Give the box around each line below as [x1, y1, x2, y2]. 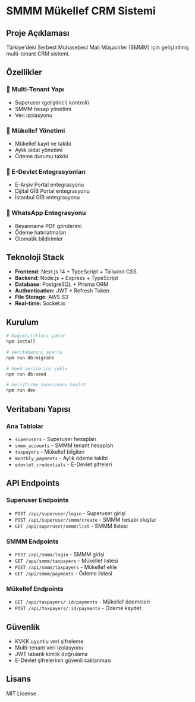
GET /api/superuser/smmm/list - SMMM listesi [14, 522, 128, 529]
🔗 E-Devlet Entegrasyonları [6, 167, 86, 176]
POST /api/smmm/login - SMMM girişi [14, 550, 105, 558]
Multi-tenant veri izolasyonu [14, 643, 84, 651]
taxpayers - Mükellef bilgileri [14, 448, 85, 455]
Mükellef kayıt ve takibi [14, 140, 71, 147]
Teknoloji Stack [6, 252, 65, 262]
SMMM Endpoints [6, 537, 59, 546]
